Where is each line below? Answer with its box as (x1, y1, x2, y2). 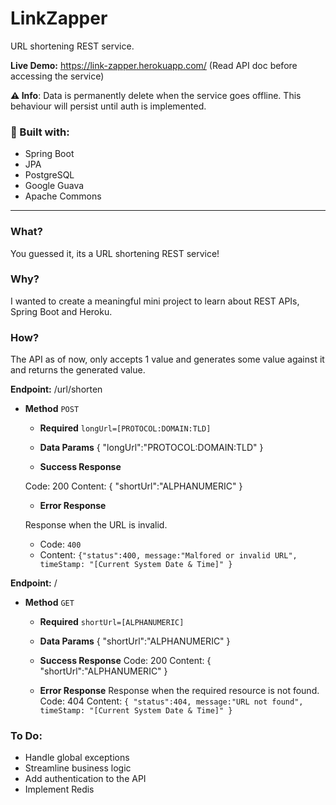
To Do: (10, 729, 43, 743)
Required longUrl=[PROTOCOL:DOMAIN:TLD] (39, 422, 212, 434)
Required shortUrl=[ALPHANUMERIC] (39, 616, 185, 628)
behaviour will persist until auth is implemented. (10, 100, 207, 112)
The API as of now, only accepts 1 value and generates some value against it (10, 353, 325, 366)
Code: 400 (39, 538, 82, 551)
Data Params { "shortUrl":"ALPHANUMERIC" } (39, 635, 231, 647)
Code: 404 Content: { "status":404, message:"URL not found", (39, 695, 304, 707)
